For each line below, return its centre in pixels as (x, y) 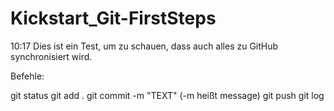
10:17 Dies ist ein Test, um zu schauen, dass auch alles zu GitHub (144, 46)
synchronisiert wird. (51, 56)
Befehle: (27, 76)
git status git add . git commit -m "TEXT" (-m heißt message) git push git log (167, 95)
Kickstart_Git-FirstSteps (113, 18)
